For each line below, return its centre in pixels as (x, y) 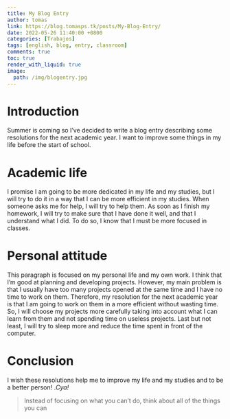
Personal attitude (57, 256)
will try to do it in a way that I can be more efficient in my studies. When (108, 199)
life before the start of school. (49, 145)
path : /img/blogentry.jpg (50, 77)
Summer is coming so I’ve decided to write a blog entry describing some (110, 131)
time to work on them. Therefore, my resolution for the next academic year (113, 297)
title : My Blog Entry (38, 13)
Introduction (43, 111)
